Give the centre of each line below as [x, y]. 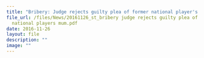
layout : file [23, 34]
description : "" [27, 40]
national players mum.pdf [45, 23]
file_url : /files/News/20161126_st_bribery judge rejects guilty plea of [102, 18]
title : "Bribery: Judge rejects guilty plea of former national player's [102, 12]
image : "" [19, 46]
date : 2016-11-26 [28, 29]
